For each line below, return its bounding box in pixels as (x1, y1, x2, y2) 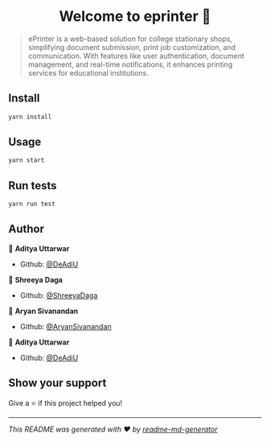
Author (8, 222, 44, 236)
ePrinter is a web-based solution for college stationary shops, (27, 34, 233, 43)
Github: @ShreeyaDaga (19, 290, 98, 300)
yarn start (8, 156, 45, 164)
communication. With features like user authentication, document (27, 51, 245, 60)
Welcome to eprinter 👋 (59, 7, 211, 26)
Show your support (8, 376, 107, 390)
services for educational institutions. (27, 68, 149, 77)
